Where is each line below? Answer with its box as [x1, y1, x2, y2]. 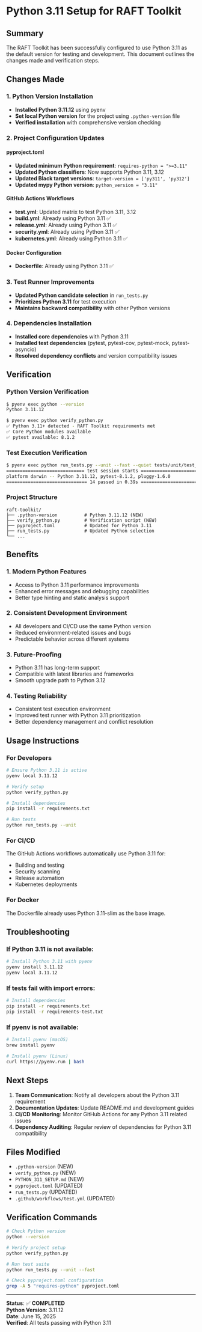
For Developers [6, 753, 52, 762]
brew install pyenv [6, 1042, 55, 1048]
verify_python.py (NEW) [14, 1169, 76, 1176]
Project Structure [6, 493, 58, 501]
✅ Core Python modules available [6, 429, 91, 435]
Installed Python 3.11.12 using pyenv [14, 106, 106, 113]
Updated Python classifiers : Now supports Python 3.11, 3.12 [14, 168, 164, 176]
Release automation [14, 875, 64, 882]
